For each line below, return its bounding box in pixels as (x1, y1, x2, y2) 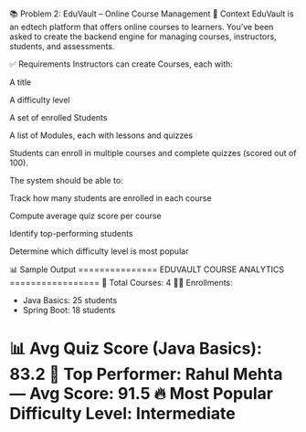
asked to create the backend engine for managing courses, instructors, (9, 31, 277, 42)
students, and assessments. (9, 41, 115, 51)
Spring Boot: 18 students (22, 305, 116, 315)
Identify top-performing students (9, 228, 133, 238)
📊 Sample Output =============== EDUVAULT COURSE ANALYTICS (9, 264, 285, 275)
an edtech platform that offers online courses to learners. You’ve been (9, 22, 274, 32)
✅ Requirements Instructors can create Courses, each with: (9, 58, 233, 69)
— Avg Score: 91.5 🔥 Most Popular (9, 384, 274, 405)
